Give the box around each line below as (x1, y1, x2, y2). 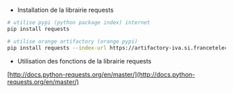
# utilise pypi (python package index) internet (7, 19, 150, 26)
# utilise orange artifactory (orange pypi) (7, 38, 138, 45)
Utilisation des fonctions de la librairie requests (17, 56, 152, 65)
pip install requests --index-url (7, 44, 107, 51)
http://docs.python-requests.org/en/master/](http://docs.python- (9, 70, 196, 79)
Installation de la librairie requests (17, 6, 114, 14)
